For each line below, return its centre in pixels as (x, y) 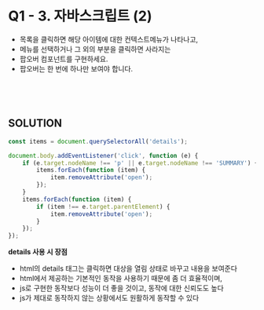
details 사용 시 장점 (38, 252)
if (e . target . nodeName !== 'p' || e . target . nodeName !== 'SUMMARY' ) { (140, 163)
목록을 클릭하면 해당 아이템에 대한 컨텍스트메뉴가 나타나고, (109, 39)
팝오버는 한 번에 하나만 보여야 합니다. (76, 68)
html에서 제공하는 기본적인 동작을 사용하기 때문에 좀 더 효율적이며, (121, 279)
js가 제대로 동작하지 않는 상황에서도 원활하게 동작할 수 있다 (109, 298)
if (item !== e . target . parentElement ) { (103, 206)
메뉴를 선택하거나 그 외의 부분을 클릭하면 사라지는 (95, 49)
